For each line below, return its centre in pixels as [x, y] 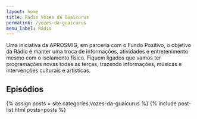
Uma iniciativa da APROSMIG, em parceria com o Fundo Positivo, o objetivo [99, 45]
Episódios [25, 89]
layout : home [22, 12]
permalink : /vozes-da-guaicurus [46, 23]
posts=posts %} [46, 110]
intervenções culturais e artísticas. [49, 71]
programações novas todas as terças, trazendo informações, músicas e [94, 64]
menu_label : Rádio [29, 28]
